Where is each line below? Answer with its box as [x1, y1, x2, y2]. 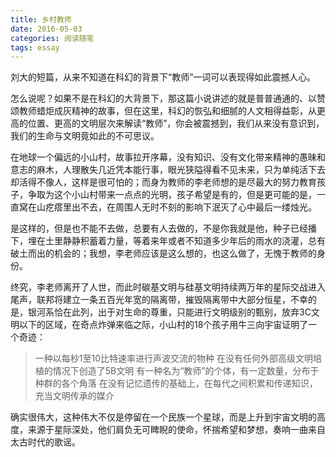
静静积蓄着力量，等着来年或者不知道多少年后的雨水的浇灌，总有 [62, 235, 326, 247]
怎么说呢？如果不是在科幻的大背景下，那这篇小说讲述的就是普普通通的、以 [10, 92, 317, 105]
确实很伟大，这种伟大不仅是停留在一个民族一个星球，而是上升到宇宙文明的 [10, 411, 317, 423]
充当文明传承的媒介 [34, 390, 115, 402]
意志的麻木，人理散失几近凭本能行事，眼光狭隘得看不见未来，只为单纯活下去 [10, 164, 326, 176]
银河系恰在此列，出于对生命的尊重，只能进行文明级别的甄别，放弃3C [27, 306, 312, 318]
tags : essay [10, 42, 60, 53]
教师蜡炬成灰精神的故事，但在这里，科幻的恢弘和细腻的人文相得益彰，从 [18, 105, 317, 117]
